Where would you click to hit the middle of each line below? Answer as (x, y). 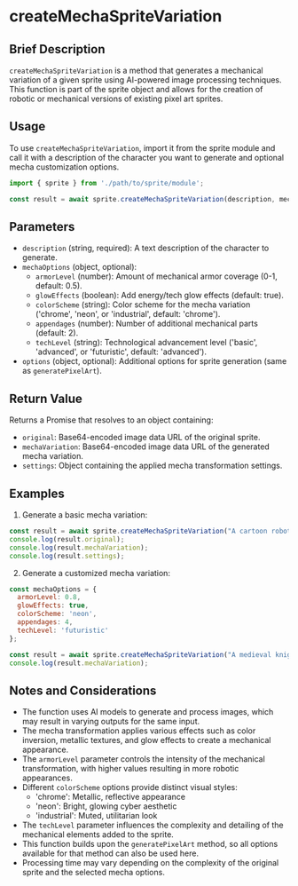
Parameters (42, 227)
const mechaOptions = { (53, 589)
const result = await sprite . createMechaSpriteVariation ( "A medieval (141, 654)
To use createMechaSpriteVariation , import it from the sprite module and (142, 147)
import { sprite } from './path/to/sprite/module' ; (106, 183)
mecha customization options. (64, 167)
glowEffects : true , (53, 605)
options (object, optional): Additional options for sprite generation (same (154, 361)
